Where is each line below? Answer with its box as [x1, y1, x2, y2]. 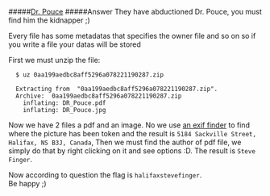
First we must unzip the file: [8, 56, 101, 65]
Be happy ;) [8, 179, 47, 188]
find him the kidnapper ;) [8, 15, 90, 25]
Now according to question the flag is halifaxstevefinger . [8, 170, 202, 180]
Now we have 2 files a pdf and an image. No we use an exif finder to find [8, 120, 250, 130]
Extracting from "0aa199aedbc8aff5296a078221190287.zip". [15, 85, 218, 93]
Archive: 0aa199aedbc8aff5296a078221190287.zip [15, 92, 182, 100]
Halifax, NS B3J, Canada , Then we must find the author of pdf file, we [8, 137, 242, 147]
